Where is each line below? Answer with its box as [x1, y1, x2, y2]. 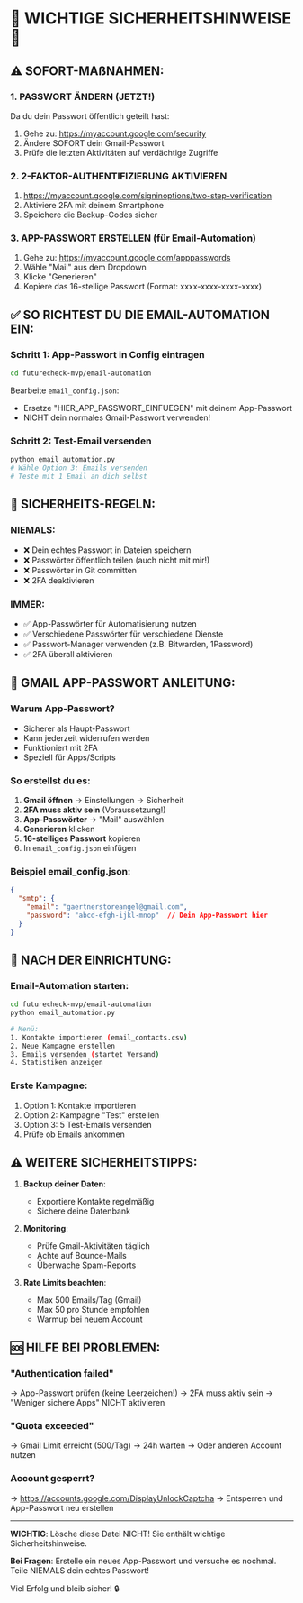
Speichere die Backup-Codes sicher [22, 209, 158, 220]
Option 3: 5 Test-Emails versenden [22, 1119, 152, 1130]
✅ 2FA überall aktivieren [22, 648, 113, 659]
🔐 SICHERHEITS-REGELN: [10, 497, 156, 512]
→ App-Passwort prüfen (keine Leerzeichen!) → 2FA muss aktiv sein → [10, 1388, 273, 1398]
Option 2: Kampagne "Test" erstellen [22, 1109, 160, 1121]
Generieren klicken [22, 823, 95, 834]
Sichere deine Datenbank [36, 1205, 131, 1216]
